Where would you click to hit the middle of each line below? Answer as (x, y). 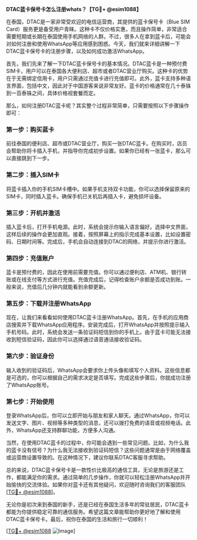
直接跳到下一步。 (32, 158)
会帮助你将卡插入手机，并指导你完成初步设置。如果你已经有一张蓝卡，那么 (96, 151)
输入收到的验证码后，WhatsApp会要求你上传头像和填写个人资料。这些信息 (96, 370)
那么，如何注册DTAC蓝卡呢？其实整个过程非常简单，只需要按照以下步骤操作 (98, 106)
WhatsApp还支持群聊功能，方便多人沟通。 (67, 430)
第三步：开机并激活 (33, 213)
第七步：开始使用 (30, 401)
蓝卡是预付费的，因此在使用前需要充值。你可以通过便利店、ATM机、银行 (94, 272)
